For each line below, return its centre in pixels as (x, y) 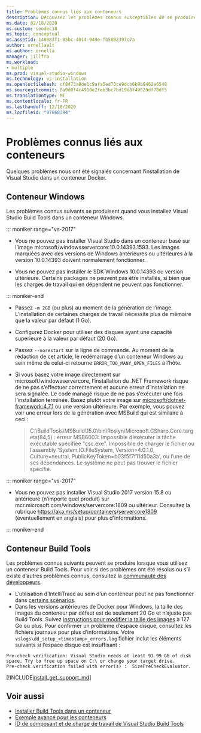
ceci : (22, 419)
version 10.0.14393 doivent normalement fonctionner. (80, 260)
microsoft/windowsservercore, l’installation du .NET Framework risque (101, 381)
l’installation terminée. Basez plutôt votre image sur (78, 400)
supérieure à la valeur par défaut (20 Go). (66, 339)
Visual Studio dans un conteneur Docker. (57, 178)
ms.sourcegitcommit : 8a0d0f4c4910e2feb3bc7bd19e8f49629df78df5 (87, 90)
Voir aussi (25, 697)
